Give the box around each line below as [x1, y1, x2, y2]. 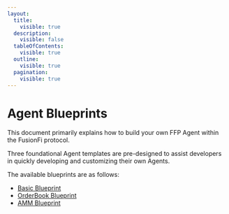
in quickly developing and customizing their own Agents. [7, 157, 170, 165]
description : [13, 29, 52, 37]
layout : [7, 10, 30, 17]
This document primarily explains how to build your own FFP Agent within [7, 129, 219, 137]
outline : [13, 56, 39, 63]
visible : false [20, 36, 64, 43]
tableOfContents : [13, 43, 64, 50]
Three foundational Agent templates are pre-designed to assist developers [7, 150, 222, 158]
